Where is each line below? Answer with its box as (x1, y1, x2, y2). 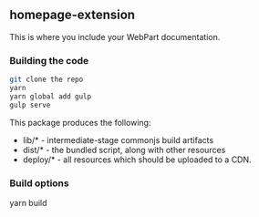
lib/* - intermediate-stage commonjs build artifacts (22, 134, 214, 145)
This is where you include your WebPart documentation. (9, 31, 221, 42)
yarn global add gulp (9, 91, 92, 101)
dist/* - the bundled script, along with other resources (22, 144, 226, 155)
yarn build (9, 197, 47, 208)
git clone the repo (9, 75, 84, 85)
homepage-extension (9, 7, 135, 23)
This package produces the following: (9, 117, 151, 128)
